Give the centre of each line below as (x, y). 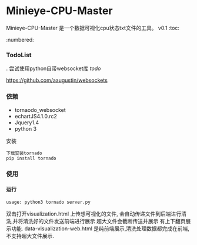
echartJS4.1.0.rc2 (36, 116)
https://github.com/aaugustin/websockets (57, 80)
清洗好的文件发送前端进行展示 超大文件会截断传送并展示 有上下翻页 (104, 221)
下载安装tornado (24, 153)
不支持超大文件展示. (30, 236)
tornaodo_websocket (40, 110)
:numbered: (20, 39)
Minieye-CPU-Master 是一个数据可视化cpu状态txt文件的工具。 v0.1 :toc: (93, 28)
